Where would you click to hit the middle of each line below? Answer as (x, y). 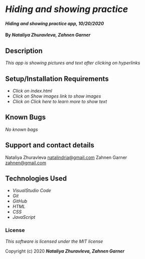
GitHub (20, 201)
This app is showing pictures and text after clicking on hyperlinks (73, 63)
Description (24, 51)
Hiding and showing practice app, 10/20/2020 (55, 23)
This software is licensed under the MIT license (54, 241)
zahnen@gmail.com (26, 162)
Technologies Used (36, 179)
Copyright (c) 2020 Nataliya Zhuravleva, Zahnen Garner (65, 251)
